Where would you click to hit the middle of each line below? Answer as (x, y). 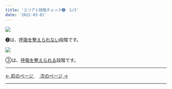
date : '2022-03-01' (26, 15)
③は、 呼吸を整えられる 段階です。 (42, 60)
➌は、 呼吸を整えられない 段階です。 (43, 39)
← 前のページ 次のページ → (37, 76)
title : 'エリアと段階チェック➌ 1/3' (42, 10)
